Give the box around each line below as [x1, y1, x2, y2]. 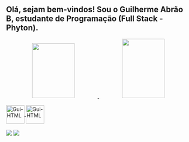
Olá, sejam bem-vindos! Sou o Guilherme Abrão [6, 5, 183, 15]
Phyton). [6, 23, 39, 33]
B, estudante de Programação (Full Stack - [6, 14, 163, 24]
